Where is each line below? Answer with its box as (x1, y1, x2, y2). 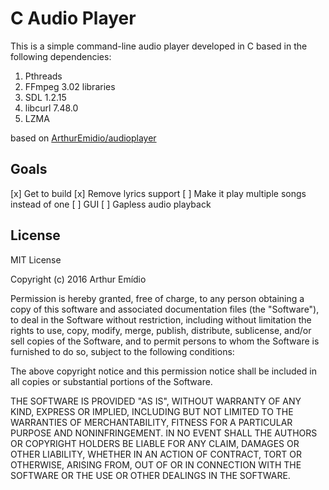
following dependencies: (10, 50, 112, 62)
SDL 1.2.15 (24, 91, 67, 103)
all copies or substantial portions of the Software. (10, 375, 213, 387)
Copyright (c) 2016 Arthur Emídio (10, 273, 147, 285)
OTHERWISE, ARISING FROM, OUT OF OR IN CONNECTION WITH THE (10, 458, 302, 471)
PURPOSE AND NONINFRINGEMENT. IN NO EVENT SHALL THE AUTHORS (10, 427, 318, 439)
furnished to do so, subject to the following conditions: (10, 345, 235, 357)
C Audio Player (10, 7, 137, 30)
